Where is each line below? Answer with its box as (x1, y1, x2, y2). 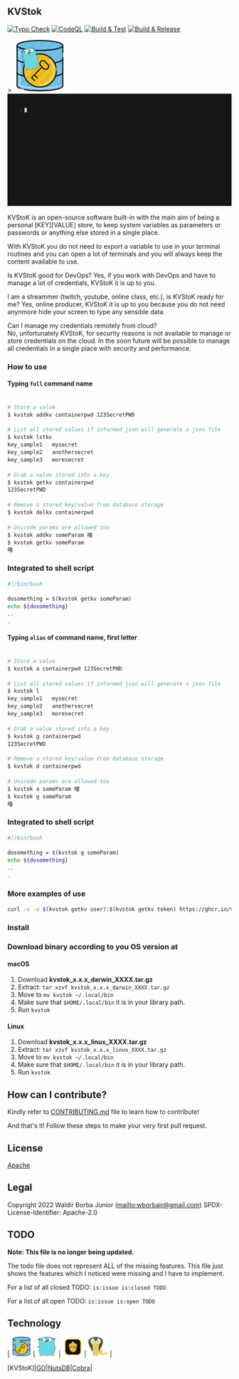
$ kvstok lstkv (7, 434, 53, 441)
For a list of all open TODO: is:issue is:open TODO (7, 1296, 155, 1305)
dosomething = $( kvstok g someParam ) (7, 849, 119, 857)
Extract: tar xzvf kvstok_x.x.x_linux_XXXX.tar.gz (17, 1045, 167, 1054)
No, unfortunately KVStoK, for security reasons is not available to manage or (7, 329, 231, 337)
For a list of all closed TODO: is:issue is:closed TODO (7, 1283, 166, 1291)
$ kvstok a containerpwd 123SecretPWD (7, 665, 122, 672)
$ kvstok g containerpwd (7, 733, 81, 740)
